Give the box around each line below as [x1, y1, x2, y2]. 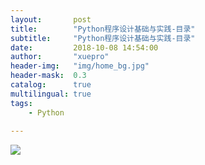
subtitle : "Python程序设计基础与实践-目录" [10, 33, 196, 43]
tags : [10, 98, 33, 108]
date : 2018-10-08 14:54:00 [10, 42, 159, 53]
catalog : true [10, 80, 92, 90]
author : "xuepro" [10, 52, 110, 62]
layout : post [10, 14, 92, 25]
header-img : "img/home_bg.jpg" [10, 61, 150, 71]
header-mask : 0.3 [10, 71, 87, 81]
